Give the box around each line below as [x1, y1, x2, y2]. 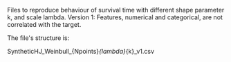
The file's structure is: [7, 34, 70, 42]
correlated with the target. [7, 21, 82, 28]
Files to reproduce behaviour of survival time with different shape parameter [7, 6, 225, 14]
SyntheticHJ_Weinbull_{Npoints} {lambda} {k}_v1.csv [7, 48, 154, 55]
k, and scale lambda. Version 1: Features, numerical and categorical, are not [7, 13, 223, 21]
